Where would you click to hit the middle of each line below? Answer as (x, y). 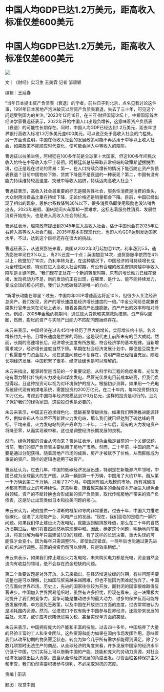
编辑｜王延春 (18, 93)
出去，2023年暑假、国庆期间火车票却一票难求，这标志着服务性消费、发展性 (81, 209)
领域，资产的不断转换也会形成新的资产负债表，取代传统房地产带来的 (78, 494)
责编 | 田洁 (16, 674)
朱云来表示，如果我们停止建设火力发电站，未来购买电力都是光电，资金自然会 (82, 558)
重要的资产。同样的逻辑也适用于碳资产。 (46, 459)
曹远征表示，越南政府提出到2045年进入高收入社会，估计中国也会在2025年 (80, 226)
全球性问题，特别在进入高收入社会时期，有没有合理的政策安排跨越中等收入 (84, 267)
